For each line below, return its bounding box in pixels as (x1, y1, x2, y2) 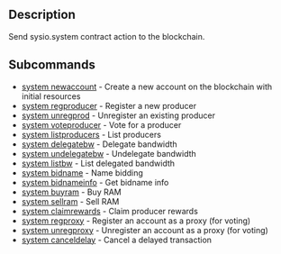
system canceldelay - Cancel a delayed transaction (21, 234, 213, 245)
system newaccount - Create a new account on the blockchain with (21, 81, 272, 92)
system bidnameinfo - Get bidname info (21, 177, 169, 187)
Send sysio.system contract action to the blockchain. (8, 31, 205, 41)
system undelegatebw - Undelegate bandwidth (21, 148, 197, 159)
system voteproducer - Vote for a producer (21, 119, 182, 130)
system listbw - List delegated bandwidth (21, 158, 176, 168)
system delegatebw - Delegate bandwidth (21, 139, 177, 150)
